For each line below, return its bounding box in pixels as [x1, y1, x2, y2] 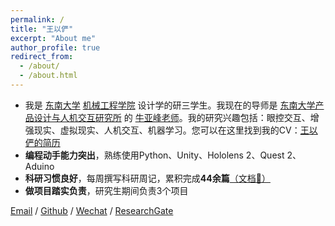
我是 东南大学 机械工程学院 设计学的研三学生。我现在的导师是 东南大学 [24, 99, 316, 111]
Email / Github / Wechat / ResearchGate [10, 204, 174, 216]
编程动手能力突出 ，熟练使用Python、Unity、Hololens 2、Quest [24, 149, 285, 161]
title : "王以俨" [10, 24, 74, 34]
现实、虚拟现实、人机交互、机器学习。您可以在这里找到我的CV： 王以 [33, 124, 318, 136]
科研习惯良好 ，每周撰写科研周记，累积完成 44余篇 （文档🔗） [24, 172, 271, 184]
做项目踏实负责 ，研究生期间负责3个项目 [24, 184, 189, 196]
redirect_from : [10, 52, 74, 62]
